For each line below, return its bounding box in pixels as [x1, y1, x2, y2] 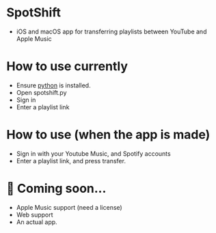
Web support [16, 210, 53, 219]
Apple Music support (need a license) [16, 203, 122, 211]
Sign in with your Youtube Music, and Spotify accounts [16, 149, 172, 158]
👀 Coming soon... [6, 181, 107, 196]
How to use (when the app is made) [6, 127, 211, 143]
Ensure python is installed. [16, 81, 91, 90]
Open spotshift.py [16, 88, 67, 96]
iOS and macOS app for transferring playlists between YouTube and [16, 27, 207, 36]
